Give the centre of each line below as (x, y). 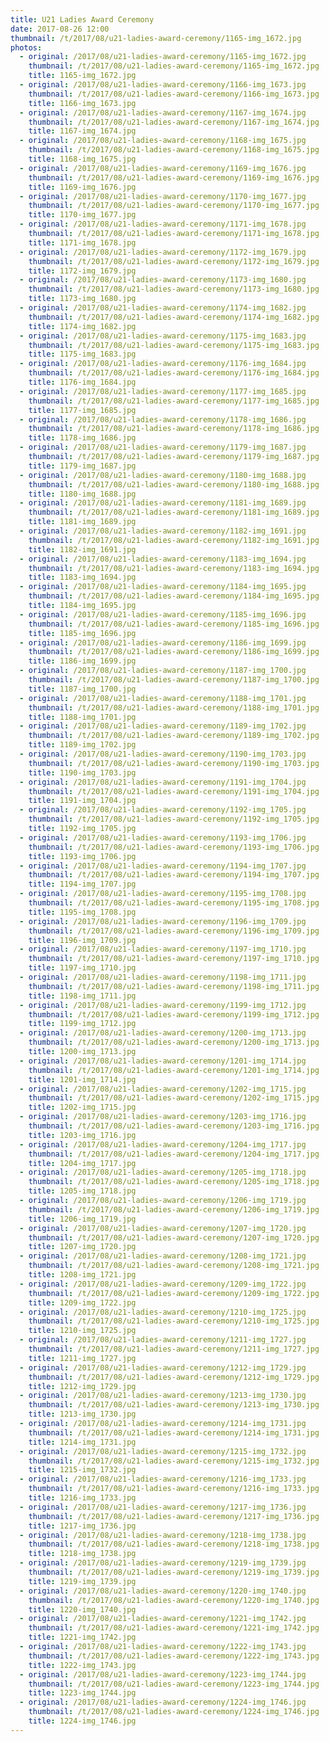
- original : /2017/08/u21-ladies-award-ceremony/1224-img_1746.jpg (163, 1702)
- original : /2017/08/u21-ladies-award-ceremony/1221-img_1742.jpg (163, 1619)
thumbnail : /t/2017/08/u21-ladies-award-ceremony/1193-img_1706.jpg (174, 847)
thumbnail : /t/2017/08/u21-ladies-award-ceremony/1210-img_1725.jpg (174, 1321)
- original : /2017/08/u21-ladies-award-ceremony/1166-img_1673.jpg (163, 85)
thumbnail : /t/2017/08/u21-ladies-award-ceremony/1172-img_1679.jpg (174, 261)
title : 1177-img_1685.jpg (82, 410)
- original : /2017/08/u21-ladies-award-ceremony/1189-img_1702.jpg (163, 726)
